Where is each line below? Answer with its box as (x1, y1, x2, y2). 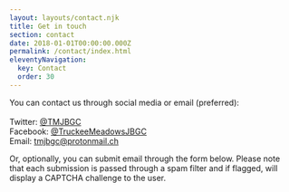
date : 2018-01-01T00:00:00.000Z (9, 38, 131, 48)
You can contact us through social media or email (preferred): (9, 97, 240, 108)
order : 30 (17, 72, 54, 82)
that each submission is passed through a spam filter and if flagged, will (9, 162, 278, 173)
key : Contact (17, 64, 67, 73)
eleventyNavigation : (9, 55, 88, 64)
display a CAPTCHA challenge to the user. (9, 172, 167, 183)
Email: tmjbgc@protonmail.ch (9, 135, 120, 146)
